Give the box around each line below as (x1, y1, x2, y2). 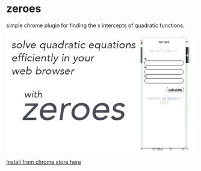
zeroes (6, 2, 42, 16)
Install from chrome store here (6, 158, 81, 166)
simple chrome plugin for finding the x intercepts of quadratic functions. (6, 22, 185, 29)
